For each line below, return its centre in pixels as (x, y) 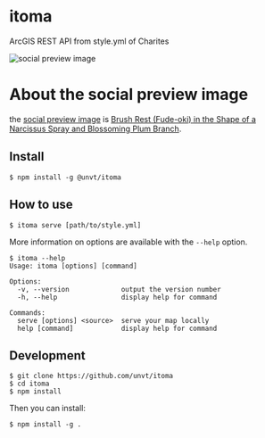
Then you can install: (48, 409)
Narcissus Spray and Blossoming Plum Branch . (95, 128)
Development (48, 355)
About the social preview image (128, 95)
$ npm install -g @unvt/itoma (66, 177)
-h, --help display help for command (117, 297)
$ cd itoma (29, 384)
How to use (41, 205)
